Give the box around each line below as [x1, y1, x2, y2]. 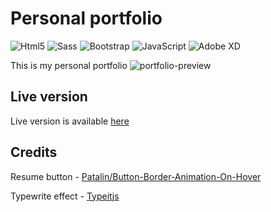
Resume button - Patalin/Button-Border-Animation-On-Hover [10, 170, 262, 182]
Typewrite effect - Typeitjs [10, 190, 120, 202]
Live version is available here [10, 115, 130, 127]
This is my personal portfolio [10, 59, 128, 71]
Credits [10, 144, 58, 161]
